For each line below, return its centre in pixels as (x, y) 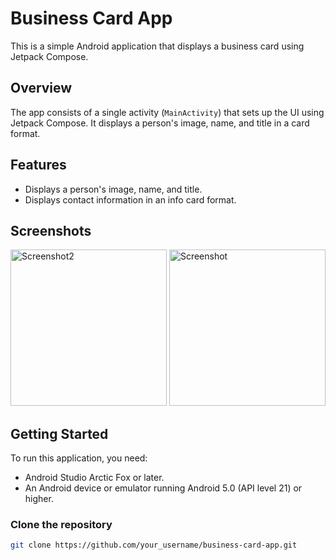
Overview (41, 88)
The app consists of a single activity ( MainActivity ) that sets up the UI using (167, 112)
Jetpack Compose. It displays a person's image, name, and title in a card (160, 123)
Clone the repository (61, 525)
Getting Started (59, 433)
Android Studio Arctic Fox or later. (94, 478)
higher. (39, 499)
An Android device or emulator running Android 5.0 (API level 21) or (163, 488)
